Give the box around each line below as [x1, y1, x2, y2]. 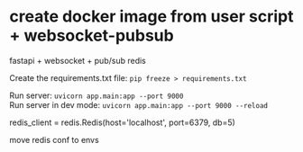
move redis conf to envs [9, 134, 99, 145]
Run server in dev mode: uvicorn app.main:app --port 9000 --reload [9, 99, 269, 110]
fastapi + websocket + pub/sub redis [9, 55, 146, 66]
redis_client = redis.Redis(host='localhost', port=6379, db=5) [9, 117, 236, 128]
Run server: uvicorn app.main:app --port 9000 [9, 90, 184, 101]
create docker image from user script [9, 6, 294, 27]
